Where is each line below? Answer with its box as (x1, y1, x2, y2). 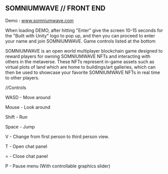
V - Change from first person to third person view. (5, 134, 110, 140)
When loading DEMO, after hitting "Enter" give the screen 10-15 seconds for (5, 27, 163, 33)
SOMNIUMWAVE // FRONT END (5, 4, 106, 13)
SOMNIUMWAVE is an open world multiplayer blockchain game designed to (5, 48, 163, 54)
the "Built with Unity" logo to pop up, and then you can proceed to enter (5, 32, 155, 38)
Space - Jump (5, 123, 35, 129)
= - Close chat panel (5, 153, 48, 159)
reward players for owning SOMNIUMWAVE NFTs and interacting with (5, 53, 151, 59)
